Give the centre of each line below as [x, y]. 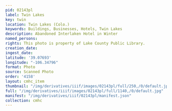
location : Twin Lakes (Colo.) [38, 24]
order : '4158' [20, 77]
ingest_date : [19, 53]
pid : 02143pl [19, 10]
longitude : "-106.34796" [32, 62]
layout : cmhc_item [25, 81]
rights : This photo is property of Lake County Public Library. [75, 43]
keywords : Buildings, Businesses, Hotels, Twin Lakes [64, 29]
